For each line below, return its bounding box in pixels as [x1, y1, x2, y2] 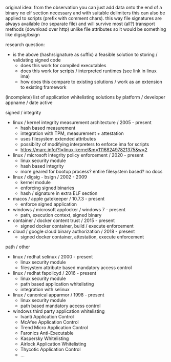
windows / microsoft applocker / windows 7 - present [12, 207, 126, 212]
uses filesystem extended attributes [20, 136, 96, 142]
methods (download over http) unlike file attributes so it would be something [5, 26, 166, 32]
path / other [5, 244, 31, 250]
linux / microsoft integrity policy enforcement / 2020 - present [12, 152, 144, 158]
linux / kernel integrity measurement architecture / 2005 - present [12, 119, 152, 125]
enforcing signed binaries [20, 185, 75, 191]
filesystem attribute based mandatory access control [20, 265, 132, 271]
